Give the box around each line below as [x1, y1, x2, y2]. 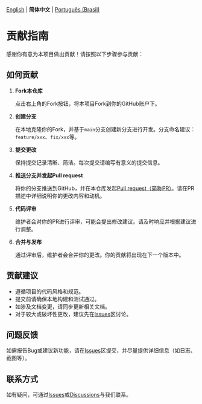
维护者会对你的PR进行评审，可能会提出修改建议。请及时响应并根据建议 [14, 218, 191, 225]
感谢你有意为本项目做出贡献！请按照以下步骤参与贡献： [6, 50, 144, 57]
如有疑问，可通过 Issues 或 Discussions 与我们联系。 [6, 391, 131, 399]
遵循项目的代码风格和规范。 [14, 287, 84, 295]
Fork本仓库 [14, 87, 43, 94]
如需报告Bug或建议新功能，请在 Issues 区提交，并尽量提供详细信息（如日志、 [6, 347, 196, 354]
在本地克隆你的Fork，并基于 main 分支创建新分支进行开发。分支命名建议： [14, 125, 196, 132]
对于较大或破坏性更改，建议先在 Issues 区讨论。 [14, 310, 132, 318]
